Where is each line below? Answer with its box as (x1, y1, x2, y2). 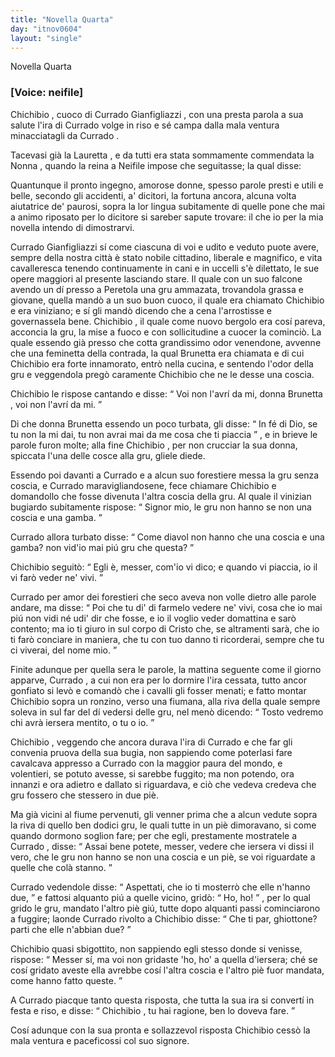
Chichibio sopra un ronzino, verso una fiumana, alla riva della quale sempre (10, 695, 321, 707)
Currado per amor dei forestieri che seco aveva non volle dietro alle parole (10, 591, 317, 603)
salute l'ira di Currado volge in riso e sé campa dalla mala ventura (10, 119, 280, 131)
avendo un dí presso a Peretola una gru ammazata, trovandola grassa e (10, 283, 304, 295)
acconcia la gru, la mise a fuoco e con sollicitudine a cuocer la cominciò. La (10, 326, 322, 338)
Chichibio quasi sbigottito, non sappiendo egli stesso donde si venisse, (10, 942, 303, 955)
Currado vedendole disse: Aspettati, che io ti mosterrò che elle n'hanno (10, 881, 311, 893)
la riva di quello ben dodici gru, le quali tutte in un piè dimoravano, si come (10, 819, 317, 831)
